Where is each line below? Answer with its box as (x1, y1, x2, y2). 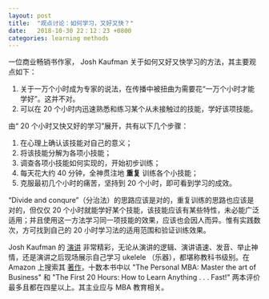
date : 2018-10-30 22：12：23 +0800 (8, 26, 132, 34)
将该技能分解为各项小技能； (19, 148, 112, 158)
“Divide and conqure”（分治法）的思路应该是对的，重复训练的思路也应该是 (8, 196, 255, 205)
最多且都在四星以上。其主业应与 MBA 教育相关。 (8, 282, 169, 293)
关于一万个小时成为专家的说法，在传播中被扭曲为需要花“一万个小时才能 (19, 84, 255, 94)
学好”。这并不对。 (19, 94, 80, 104)
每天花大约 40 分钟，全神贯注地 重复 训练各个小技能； (19, 168, 199, 178)
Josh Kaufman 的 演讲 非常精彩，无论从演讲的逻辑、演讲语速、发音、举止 (8, 242, 251, 253)
